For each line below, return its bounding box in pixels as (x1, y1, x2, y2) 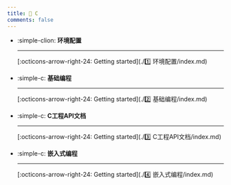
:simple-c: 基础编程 (16, 73, 72, 82)
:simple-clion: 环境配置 (16, 36, 82, 45)
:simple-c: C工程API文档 (16, 111, 87, 120)
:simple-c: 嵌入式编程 (16, 149, 78, 158)
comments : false (7, 16, 54, 23)
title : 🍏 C (7, 10, 38, 17)
